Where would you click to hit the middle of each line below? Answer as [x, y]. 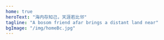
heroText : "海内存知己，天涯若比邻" [46, 17]
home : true [19, 11]
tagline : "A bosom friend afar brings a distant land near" [82, 22]
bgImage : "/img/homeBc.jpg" [41, 28]
